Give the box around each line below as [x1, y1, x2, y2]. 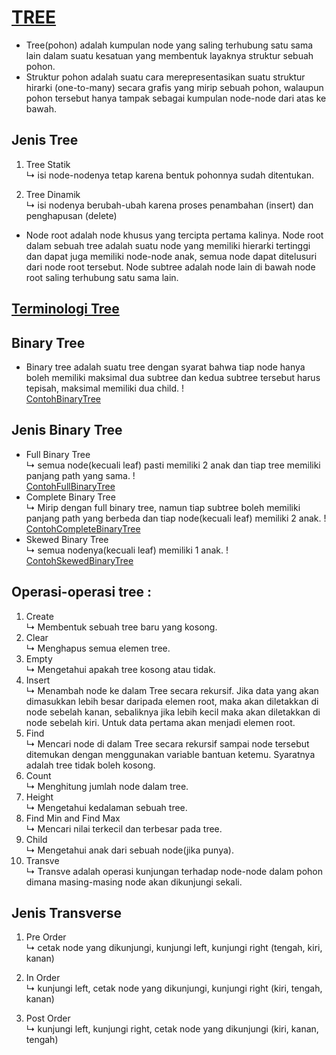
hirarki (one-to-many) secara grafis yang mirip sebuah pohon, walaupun [25, 81, 324, 93]
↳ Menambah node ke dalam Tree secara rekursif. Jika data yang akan [25, 684, 319, 696]
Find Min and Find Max [25, 812, 121, 824]
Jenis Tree [11, 132, 79, 149]
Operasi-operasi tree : [11, 584, 152, 601]
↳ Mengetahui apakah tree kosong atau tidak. [25, 663, 216, 675]
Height [25, 791, 54, 803]
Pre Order [25, 931, 67, 943]
